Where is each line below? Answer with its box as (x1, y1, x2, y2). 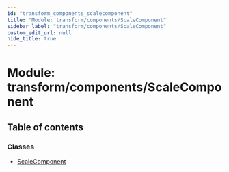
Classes (7, 142, 35, 151)
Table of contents (7, 121, 83, 133)
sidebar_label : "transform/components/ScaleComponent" (7, 23, 167, 29)
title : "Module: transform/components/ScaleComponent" (7, 16, 167, 23)
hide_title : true (7, 36, 57, 42)
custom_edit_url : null (7, 29, 72, 36)
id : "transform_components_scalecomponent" (7, 10, 133, 17)
